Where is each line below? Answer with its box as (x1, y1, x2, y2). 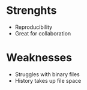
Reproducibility (14, 23, 53, 31)
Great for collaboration (14, 29, 71, 37)
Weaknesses (6, 51, 72, 65)
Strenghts (6, 4, 57, 17)
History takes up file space (14, 77, 82, 84)
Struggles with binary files (14, 70, 80, 78)
